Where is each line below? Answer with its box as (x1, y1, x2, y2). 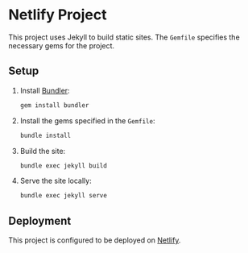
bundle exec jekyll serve (19, 192, 107, 200)
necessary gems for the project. (8, 40, 115, 50)
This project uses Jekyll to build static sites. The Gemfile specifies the (8, 32, 240, 42)
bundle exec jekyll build (19, 161, 107, 170)
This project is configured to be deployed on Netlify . (8, 235, 181, 245)
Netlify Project (8, 6, 107, 24)
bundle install (19, 131, 72, 139)
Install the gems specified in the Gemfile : (19, 115, 155, 126)
